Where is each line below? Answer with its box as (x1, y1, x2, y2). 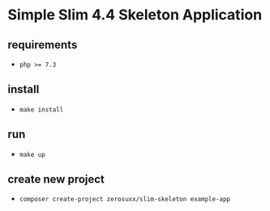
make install (19, 105, 64, 114)
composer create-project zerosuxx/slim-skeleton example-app (19, 196, 231, 204)
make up (19, 150, 45, 158)
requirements (7, 38, 78, 52)
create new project (7, 172, 105, 187)
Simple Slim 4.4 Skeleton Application (7, 6, 263, 24)
